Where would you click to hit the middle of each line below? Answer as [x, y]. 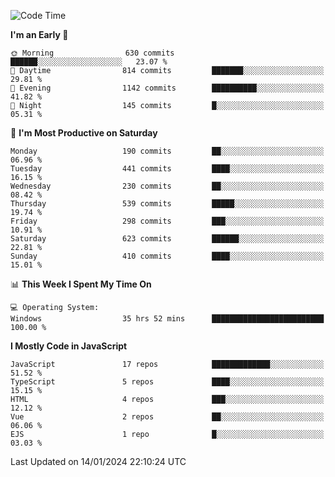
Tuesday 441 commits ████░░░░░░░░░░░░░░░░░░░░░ [167, 169]
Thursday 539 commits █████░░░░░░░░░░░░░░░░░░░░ [167, 204]
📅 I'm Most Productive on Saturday [84, 133]
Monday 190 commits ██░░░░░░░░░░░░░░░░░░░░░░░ [167, 151]
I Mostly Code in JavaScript [69, 346]
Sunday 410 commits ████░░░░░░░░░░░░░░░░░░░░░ [167, 256]
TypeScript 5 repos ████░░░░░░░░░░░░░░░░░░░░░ [167, 382]
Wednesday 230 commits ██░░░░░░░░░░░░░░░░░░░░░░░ [167, 186]
